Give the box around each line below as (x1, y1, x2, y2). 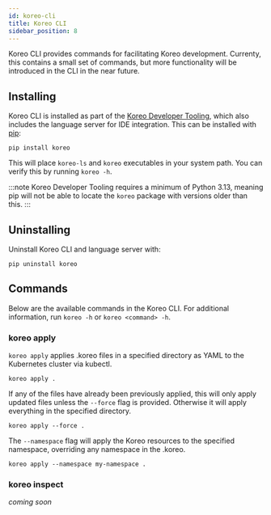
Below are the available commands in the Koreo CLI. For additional (8, 303, 229, 313)
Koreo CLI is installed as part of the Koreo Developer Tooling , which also (8, 111, 249, 121)
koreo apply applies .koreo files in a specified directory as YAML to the (8, 351, 244, 361)
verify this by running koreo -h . (8, 167, 112, 176)
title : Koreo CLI (8, 19, 67, 27)
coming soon (8, 497, 53, 507)
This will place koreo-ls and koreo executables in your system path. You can (8, 158, 263, 168)
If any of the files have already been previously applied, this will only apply (8, 389, 257, 399)
